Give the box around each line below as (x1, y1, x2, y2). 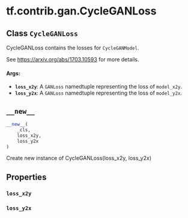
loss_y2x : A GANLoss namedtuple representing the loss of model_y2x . (14, 89, 182, 97)
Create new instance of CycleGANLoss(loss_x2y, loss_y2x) (6, 155, 152, 162)
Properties (6, 172, 47, 182)
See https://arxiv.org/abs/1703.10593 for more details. (6, 56, 139, 63)
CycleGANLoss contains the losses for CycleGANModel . (6, 44, 139, 51)
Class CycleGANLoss (6, 28, 78, 39)
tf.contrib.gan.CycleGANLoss (6, 4, 157, 18)
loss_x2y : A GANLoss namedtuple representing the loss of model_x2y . (14, 83, 182, 90)
